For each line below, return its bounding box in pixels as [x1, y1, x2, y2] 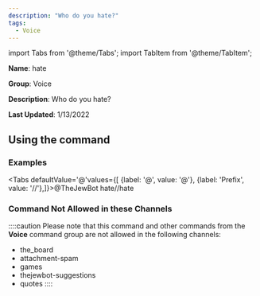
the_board [19, 245, 54, 255]
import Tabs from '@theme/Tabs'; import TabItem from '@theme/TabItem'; [8, 49, 253, 58]
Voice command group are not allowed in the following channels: [8, 230, 221, 240]
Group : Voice [8, 79, 52, 88]
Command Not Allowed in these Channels [8, 203, 173, 214]
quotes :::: [19, 279, 53, 289]
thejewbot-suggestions [19, 271, 96, 280]
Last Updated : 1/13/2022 [8, 110, 90, 119]
